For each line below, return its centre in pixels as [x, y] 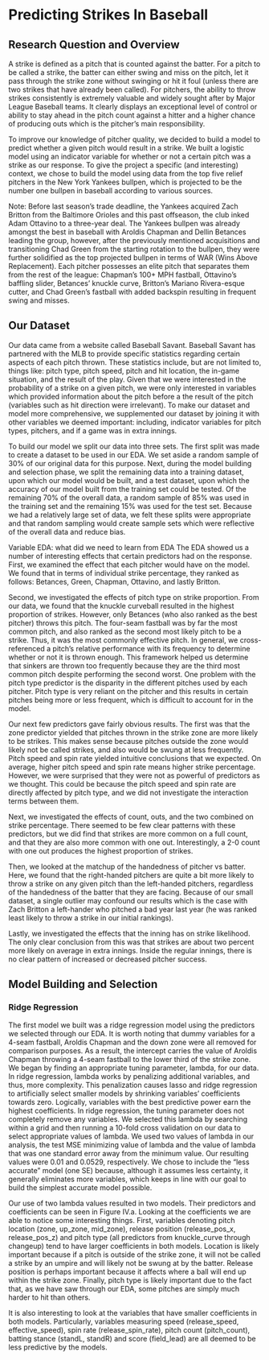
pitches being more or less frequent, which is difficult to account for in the [131, 700]
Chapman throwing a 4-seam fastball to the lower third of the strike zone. [130, 1059]
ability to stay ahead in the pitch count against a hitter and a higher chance [132, 115]
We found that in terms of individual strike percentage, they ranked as [124, 573]
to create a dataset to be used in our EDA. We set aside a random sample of [134, 455]
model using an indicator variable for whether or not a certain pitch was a [130, 156]
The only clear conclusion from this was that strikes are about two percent [131, 942]
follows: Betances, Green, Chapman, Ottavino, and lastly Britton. [114, 581]
